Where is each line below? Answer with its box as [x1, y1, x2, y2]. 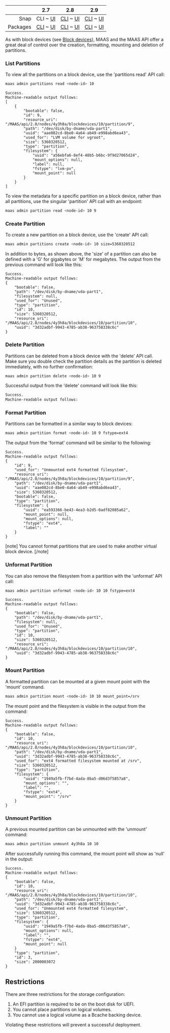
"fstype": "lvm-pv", [32, 166, 76, 171]
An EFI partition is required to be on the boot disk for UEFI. [12, 1001, 135, 1007]
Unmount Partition [5, 814, 52, 821]
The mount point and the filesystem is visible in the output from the [5, 703, 146, 709]
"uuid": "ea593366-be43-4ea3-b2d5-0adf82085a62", [23, 507, 130, 513]
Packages [8, 23, 31, 30]
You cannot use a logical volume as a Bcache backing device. [12, 1012, 142, 1018]
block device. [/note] [5, 549, 49, 555]
